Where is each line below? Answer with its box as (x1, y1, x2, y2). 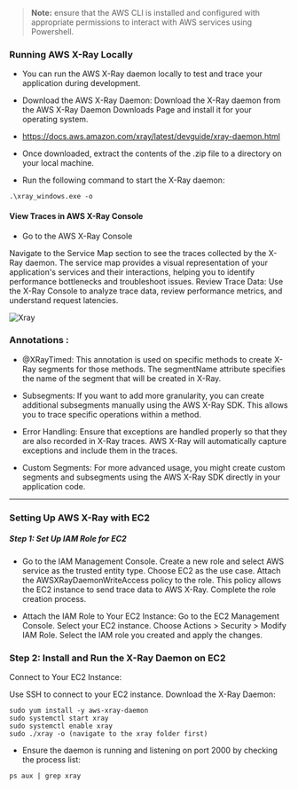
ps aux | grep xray (9, 771, 82, 780)
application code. (21, 480, 86, 491)
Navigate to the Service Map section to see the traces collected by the (9, 247, 267, 258)
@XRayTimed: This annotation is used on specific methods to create (21, 354, 273, 364)
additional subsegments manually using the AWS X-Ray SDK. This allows (21, 399, 288, 410)
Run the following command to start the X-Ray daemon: (21, 175, 225, 185)
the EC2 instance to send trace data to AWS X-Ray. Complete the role (21, 584, 277, 595)
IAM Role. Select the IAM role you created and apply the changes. (21, 629, 263, 640)
